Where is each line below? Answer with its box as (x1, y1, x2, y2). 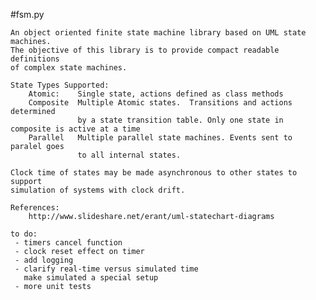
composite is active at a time (10, 124, 141, 134)
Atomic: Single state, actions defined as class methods (28, 89, 284, 99)
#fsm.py (10, 9, 45, 20)
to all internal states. (77, 150, 182, 160)
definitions (10, 54, 60, 64)
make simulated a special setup (23, 273, 159, 283)
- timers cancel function (14, 238, 123, 248)
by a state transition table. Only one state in (77, 115, 284, 125)
